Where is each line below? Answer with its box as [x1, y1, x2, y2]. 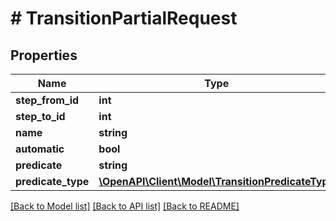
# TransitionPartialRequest [10, 7, 238, 30]
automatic [15, 142, 65, 156]
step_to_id [15, 110, 66, 123]
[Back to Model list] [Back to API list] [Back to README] [10, 200, 240, 212]
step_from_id [15, 93, 80, 107]
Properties [10, 47, 78, 64]
